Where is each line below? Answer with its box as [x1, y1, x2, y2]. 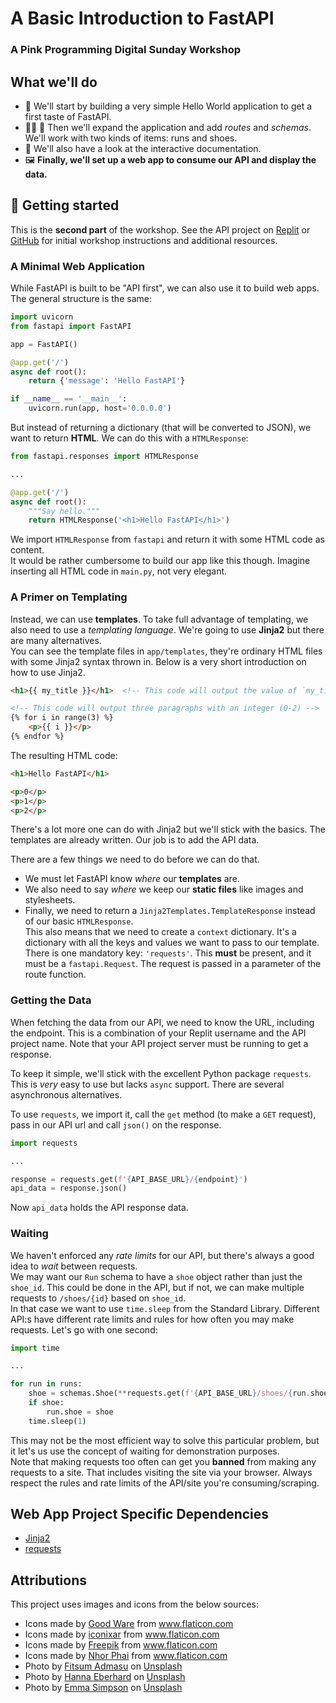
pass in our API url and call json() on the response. [10, 1118, 222, 1131]
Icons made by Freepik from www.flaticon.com [24, 1639, 218, 1651]
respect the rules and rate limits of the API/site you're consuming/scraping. [10, 1477, 320, 1489]
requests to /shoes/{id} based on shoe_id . [10, 1292, 187, 1304]
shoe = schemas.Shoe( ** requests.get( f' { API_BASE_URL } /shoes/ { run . [28, 1388, 311, 1399]
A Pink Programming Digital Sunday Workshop [10, 43, 242, 57]
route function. [24, 968, 87, 981]
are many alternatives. [10, 634, 102, 646]
